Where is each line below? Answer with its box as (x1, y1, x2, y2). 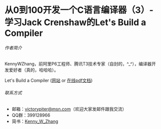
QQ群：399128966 (11, 112, 51, 118)
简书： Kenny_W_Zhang (11, 118, 58, 124)
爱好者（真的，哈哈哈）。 (8, 67, 58, 73)
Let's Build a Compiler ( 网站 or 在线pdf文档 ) (4, 77, 93, 84)
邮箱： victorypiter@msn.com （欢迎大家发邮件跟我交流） (11, 106, 127, 112)
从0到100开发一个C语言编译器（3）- (4, 4, 154, 16)
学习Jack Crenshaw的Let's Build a (4, 17, 146, 28)
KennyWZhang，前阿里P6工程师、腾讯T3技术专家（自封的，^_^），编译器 (4, 61, 152, 67)
